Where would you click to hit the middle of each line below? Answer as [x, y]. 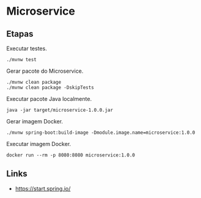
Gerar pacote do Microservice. [45, 71]
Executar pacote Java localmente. [49, 99]
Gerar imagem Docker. [35, 121]
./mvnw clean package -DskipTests [50, 87]
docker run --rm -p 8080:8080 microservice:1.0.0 [71, 155]
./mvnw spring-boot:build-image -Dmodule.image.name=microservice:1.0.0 [101, 133]
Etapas [20, 34]
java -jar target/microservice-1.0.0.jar [60, 110]
